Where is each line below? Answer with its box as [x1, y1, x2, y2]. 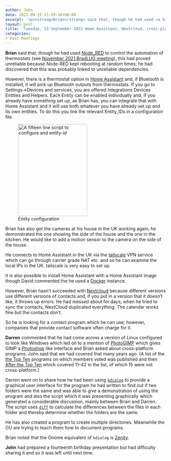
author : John [5, 7, 33, 13]
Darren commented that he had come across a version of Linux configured [5, 334, 162, 340]
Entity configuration [18, 215, 60, 222]
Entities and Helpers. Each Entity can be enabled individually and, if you [5, 92, 156, 98]
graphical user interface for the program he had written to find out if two [5, 382, 157, 388]
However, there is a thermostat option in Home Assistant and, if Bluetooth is [5, 76, 164, 82]
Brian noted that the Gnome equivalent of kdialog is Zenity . [5, 434, 129, 441]
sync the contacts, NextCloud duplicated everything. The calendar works [5, 304, 159, 310]
